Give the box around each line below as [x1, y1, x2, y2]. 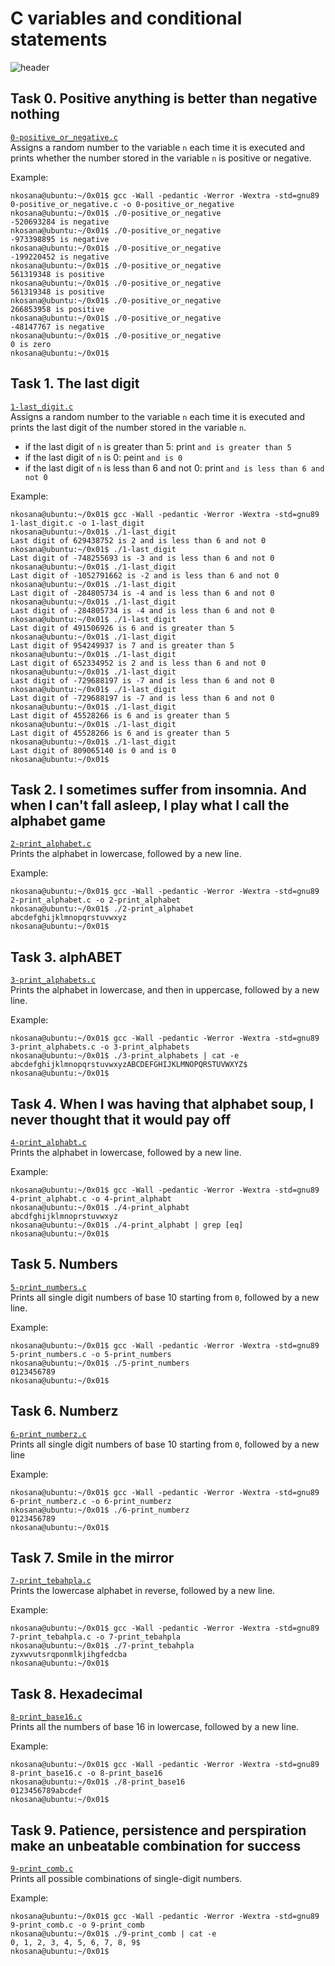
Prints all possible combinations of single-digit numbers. [10, 1873, 243, 1885]
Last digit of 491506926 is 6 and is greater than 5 [10, 623, 235, 633]
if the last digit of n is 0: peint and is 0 [24, 451, 183, 463]
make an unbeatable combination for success [10, 1837, 302, 1854]
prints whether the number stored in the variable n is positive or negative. [10, 152, 312, 164]
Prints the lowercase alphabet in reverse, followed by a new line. [10, 1585, 276, 1597]
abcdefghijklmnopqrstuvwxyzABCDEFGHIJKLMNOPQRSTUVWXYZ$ [10, 1060, 248, 1070]
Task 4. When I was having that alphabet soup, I [10, 1095, 314, 1112]
